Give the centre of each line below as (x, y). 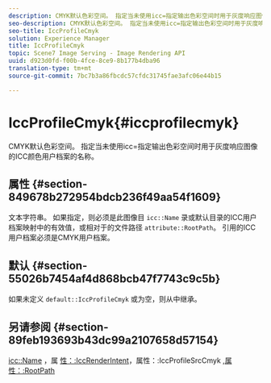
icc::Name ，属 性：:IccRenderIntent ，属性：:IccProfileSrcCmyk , (117, 360)
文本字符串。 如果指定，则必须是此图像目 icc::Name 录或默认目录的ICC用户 (133, 218)
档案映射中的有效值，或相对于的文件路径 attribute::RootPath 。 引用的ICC (132, 227)
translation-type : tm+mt (50, 69)
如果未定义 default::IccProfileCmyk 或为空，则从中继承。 (105, 299)
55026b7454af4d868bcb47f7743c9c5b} (114, 279)
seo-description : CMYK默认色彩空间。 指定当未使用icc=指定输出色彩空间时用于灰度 (133, 23)
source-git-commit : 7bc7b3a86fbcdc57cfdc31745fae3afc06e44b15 (115, 76)
